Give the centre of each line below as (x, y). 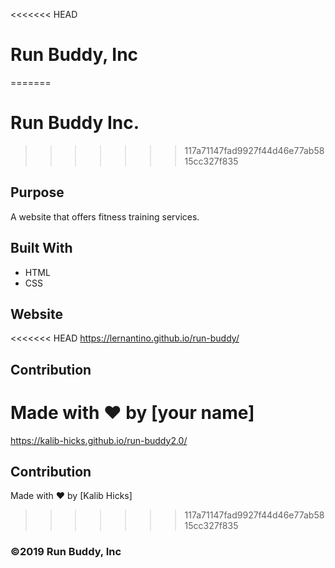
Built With (41, 248)
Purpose (37, 192)
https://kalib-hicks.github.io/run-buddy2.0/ (99, 440)
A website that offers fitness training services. (105, 216)
